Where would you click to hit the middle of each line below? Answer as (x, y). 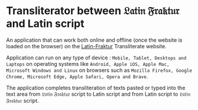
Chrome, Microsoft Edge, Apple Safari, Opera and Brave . (77, 76)
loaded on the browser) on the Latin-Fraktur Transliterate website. (86, 46)
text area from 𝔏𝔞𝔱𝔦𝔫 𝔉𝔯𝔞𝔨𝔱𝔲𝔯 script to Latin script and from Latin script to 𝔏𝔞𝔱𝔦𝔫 (98, 94)
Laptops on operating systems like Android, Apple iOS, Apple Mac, (88, 64)
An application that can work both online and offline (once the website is (94, 40)
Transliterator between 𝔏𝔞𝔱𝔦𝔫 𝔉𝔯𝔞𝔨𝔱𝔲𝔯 (93, 11)
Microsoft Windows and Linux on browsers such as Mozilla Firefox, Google (99, 70)
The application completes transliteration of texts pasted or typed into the (96, 88)
